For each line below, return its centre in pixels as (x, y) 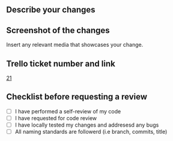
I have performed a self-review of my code (68, 111)
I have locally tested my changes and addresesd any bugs (87, 125)
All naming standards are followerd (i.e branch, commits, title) (91, 132)
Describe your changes (51, 10)
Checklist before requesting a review (77, 97)
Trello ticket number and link (61, 63)
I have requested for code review (56, 118)
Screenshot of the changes (58, 30)
